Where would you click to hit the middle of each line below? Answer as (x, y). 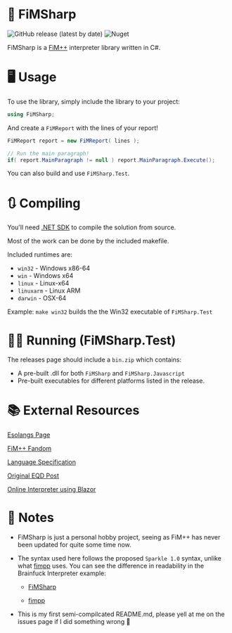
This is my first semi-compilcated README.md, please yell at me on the (121, 614)
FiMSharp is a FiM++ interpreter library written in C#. (84, 47)
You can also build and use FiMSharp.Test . (69, 173)
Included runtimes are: (40, 255)
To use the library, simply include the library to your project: (94, 101)
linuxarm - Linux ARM (49, 290)
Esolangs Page (29, 435)
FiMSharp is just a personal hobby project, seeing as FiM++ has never (119, 537)
